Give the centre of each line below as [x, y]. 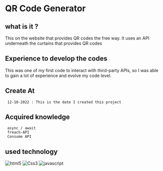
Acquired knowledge [37, 117]
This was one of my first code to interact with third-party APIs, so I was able [82, 70]
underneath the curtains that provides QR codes [54, 43]
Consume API [19, 137]
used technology [31, 152]
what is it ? [22, 27]
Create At [20, 91]
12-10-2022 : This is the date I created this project [64, 102]
